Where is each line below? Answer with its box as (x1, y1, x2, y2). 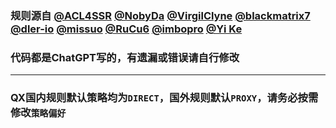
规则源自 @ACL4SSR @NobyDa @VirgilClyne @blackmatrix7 (10, 8, 311, 22)
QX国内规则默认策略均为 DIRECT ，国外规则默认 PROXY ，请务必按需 (10, 91, 319, 105)
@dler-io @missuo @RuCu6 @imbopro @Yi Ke (10, 22, 243, 36)
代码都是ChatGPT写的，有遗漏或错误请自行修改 (10, 50, 240, 64)
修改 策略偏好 (10, 106, 67, 120)
